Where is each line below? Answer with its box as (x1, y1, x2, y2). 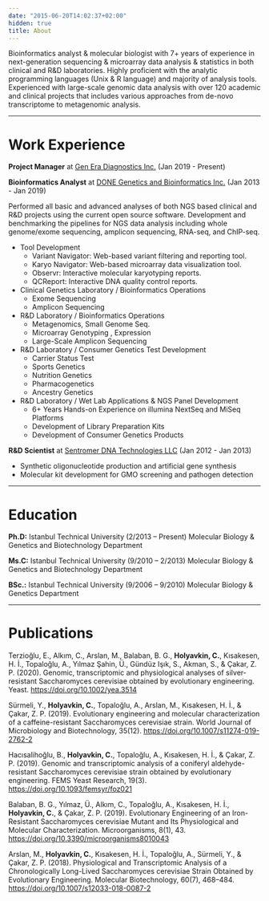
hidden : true (8, 19, 52, 27)
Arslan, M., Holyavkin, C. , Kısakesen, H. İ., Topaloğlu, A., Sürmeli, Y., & (8, 850, 242, 859)
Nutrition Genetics (31, 371, 92, 380)
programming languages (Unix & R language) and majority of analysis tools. (8, 74, 258, 84)
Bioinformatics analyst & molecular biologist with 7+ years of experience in (8, 49, 255, 59)
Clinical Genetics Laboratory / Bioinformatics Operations (19, 286, 207, 295)
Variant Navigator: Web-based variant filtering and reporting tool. (31, 251, 247, 261)
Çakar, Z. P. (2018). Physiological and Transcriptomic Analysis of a (8, 858, 227, 867)
